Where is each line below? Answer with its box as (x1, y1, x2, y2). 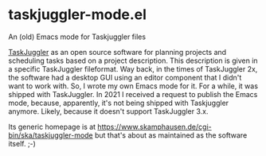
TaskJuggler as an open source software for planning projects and (8, 47, 227, 57)
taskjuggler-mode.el (8, 6, 147, 24)
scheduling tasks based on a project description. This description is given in (8, 56, 258, 65)
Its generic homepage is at (8, 122, 96, 131)
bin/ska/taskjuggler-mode (8, 130, 93, 140)
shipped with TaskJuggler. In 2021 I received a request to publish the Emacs (8, 89, 258, 99)
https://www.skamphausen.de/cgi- (97, 122, 213, 131)
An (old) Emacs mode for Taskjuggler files (8, 32, 146, 41)
